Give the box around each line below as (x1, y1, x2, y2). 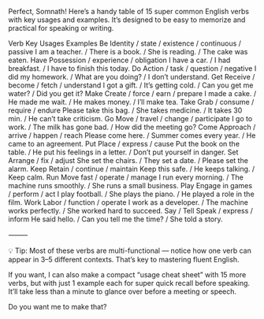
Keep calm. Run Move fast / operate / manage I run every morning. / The (8, 172, 244, 182)
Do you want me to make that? (8, 302, 107, 311)
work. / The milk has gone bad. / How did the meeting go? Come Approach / (8, 122, 256, 132)
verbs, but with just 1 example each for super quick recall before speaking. (8, 279, 251, 287)
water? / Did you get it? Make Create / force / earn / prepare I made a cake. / (8, 89, 257, 98)
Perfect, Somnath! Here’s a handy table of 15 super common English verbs (8, 7, 250, 16)
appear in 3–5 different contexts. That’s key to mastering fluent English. (8, 255, 240, 264)
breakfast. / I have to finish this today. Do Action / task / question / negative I (8, 64, 257, 73)
